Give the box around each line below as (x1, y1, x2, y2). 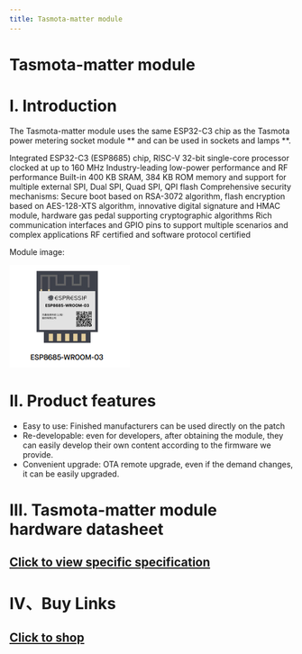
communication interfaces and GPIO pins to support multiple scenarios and (9, 219, 288, 230)
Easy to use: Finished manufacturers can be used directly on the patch (22, 420, 286, 431)
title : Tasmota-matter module (9, 14, 124, 23)
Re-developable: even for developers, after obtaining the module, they (22, 430, 284, 441)
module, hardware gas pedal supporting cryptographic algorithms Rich (9, 210, 272, 221)
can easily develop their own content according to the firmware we (22, 440, 272, 450)
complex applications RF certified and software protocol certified (9, 229, 251, 240)
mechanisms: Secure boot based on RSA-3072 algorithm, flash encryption (9, 190, 286, 202)
